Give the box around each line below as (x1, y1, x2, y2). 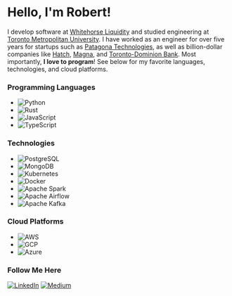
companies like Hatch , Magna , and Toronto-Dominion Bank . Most (7, 50, 197, 58)
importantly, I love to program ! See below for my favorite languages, (7, 57, 205, 65)
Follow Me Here (7, 265, 62, 275)
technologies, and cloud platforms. (7, 65, 108, 73)
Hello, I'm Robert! (7, 4, 111, 20)
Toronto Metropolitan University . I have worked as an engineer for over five (7, 34, 225, 43)
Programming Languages (7, 82, 96, 92)
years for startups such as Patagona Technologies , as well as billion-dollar (7, 42, 223, 51)
